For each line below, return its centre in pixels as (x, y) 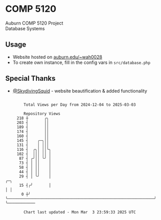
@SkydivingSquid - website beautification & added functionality (80, 91)
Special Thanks (30, 79)
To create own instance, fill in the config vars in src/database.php (82, 62)
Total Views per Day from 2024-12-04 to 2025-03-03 (80, 105)
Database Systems (25, 28)
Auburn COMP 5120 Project (34, 23)
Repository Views (42, 114)
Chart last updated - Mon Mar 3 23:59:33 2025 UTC (80, 212)
